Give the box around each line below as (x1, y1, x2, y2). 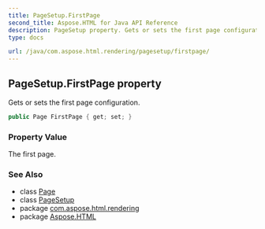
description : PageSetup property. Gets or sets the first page (8, 26, 221, 34)
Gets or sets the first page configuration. (8, 98, 140, 107)
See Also (8, 169, 43, 180)
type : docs (8, 33, 44, 42)
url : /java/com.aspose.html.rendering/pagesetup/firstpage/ (8, 48, 211, 56)
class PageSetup (19, 195, 75, 205)
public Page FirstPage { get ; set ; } (8, 113, 132, 120)
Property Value (8, 131, 68, 142)
